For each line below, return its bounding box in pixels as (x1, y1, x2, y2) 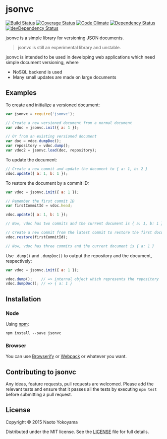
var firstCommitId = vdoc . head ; (5, 203, 72, 208)
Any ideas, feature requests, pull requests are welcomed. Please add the (5, 381, 154, 387)
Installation (5, 294, 41, 303)
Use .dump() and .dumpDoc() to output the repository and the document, (5, 252, 152, 259)
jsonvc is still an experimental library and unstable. (17, 44, 121, 50)
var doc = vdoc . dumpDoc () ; (5, 139, 61, 144)
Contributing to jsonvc (5, 367, 76, 376)
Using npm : (5, 321, 29, 327)
